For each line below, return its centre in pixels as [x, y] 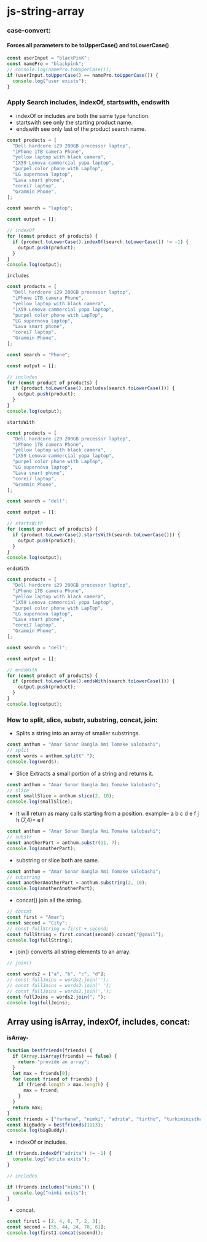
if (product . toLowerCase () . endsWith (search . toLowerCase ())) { [94, 681]
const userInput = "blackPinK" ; [48, 58]
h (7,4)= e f [30, 820]
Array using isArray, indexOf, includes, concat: [99, 1022]
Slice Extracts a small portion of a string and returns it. [85, 773]
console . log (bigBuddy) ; [37, 1131]
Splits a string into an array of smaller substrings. [78, 733]
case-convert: [29, 31]
